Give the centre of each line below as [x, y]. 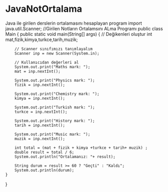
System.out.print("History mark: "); [55, 121]
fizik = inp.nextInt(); [40, 85]
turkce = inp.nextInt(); [41, 112]
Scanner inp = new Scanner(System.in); [57, 53]
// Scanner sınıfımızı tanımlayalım [54, 49]
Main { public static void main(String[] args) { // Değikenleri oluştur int [79, 34]
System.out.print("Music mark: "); [52, 134]
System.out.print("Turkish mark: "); [55, 107]
